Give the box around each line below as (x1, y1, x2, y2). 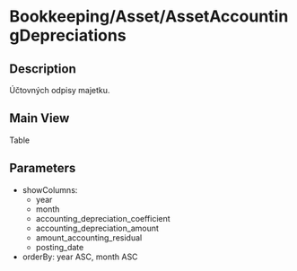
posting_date (35, 241, 84, 252)
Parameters (9, 161, 76, 176)
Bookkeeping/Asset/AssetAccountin (9, 6, 289, 27)
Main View (9, 110, 70, 127)
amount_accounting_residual (35, 232, 143, 243)
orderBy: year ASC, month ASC (22, 251, 138, 262)
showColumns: (22, 184, 78, 195)
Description (9, 61, 76, 76)
